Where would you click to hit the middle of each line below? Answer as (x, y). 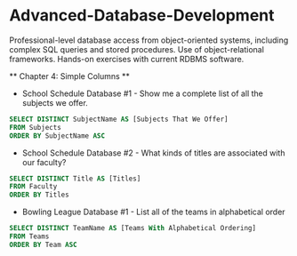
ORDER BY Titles (39, 195)
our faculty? (44, 162)
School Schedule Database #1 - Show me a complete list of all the (143, 93)
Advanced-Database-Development (142, 16)
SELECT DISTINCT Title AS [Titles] (75, 179)
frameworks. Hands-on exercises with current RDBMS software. (127, 59)
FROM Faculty (33, 187)
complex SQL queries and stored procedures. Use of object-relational (137, 49)
